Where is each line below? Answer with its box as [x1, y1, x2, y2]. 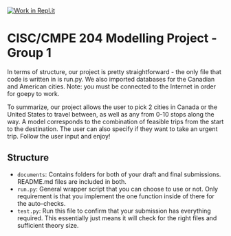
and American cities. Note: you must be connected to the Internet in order [7, 82, 217, 91]
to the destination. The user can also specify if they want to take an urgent [7, 124, 218, 133]
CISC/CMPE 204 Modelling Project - [7, 31, 218, 46]
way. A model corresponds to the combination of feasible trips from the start [7, 117, 224, 126]
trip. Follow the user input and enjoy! [7, 132, 111, 140]
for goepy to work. [7, 89, 60, 97]
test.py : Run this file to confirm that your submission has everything [16, 206, 211, 215]
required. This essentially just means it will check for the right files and [16, 213, 217, 222]
